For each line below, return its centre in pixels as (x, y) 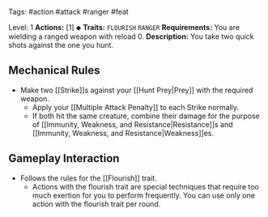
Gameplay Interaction (64, 158)
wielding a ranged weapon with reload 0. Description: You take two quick (131, 36)
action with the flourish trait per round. (96, 204)
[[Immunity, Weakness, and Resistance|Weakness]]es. (123, 133)
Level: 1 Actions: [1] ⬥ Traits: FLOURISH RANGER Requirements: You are (124, 27)
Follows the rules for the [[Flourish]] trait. (89, 178)
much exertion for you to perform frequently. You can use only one (143, 195)
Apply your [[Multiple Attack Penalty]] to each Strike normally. (136, 107)
